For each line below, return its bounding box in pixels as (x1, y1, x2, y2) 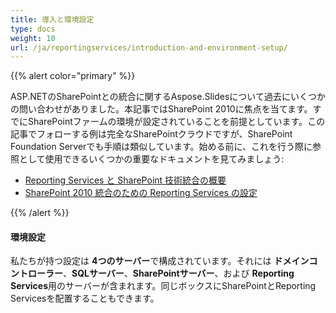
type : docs (10, 24, 56, 34)
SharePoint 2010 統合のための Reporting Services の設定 (24, 187, 258, 199)
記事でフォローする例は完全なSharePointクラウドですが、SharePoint (10, 128, 293, 140)
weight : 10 (10, 33, 56, 43)
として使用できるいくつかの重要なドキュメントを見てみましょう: (18, 153, 285, 165)
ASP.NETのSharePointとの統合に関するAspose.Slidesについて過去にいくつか (10, 91, 326, 103)
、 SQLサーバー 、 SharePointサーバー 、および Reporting (63, 267, 295, 280)
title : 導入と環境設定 (10, 14, 95, 25)
